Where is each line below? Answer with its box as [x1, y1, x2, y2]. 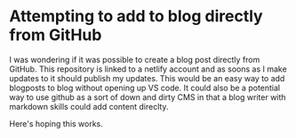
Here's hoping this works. [9, 118, 104, 129]
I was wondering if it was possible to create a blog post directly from [9, 54, 260, 65]
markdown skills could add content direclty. [9, 101, 169, 111]
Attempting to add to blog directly [9, 6, 264, 27]
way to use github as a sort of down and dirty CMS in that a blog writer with [9, 91, 286, 103]
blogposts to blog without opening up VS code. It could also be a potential [9, 82, 281, 93]
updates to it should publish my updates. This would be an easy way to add [9, 73, 285, 83]
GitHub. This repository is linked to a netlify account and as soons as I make [9, 64, 287, 74]
